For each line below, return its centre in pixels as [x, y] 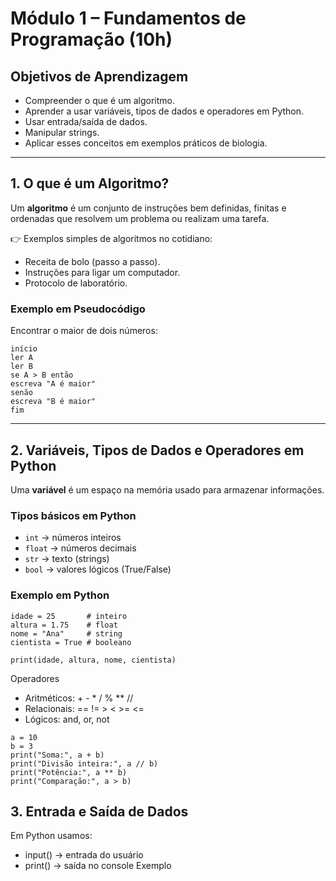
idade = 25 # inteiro [69, 616]
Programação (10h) [91, 39]
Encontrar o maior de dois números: [84, 331]
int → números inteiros [73, 538]
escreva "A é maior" [53, 384]
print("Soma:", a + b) [57, 755]
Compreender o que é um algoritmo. [99, 100]
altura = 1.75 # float [64, 625]
